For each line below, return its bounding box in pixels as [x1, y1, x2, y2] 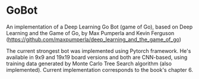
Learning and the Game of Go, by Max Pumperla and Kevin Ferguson [6, 29, 175, 36]
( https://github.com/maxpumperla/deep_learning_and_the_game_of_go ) [6, 36, 182, 43]
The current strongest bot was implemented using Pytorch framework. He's [6, 47, 191, 54]
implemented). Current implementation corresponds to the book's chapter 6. [6, 66, 193, 73]
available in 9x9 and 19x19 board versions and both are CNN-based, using [6, 53, 188, 61]
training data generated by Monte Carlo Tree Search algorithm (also [6, 60, 172, 67]
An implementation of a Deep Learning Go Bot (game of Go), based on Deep [6, 23, 193, 30]
